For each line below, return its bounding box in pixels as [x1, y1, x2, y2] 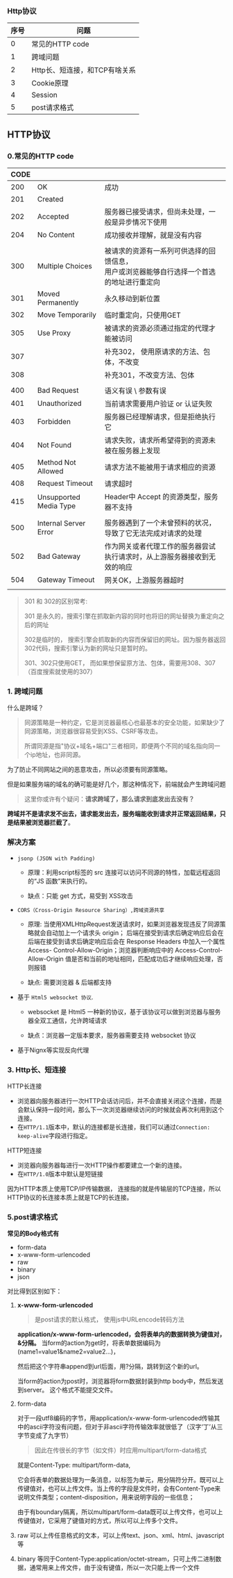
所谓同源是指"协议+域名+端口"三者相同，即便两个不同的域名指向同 [24, 742, 215, 750]
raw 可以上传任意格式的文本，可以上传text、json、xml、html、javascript [17, 1531, 225, 1540]
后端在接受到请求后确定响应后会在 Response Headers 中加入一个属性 [27, 937, 225, 945]
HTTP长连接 [7, 1082, 42, 1090]
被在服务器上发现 [104, 446, 161, 455]
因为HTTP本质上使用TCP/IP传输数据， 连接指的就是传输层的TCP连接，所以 [7, 1184, 221, 1193]
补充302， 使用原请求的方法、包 [104, 346, 210, 356]
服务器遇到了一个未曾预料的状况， [104, 518, 216, 528]
